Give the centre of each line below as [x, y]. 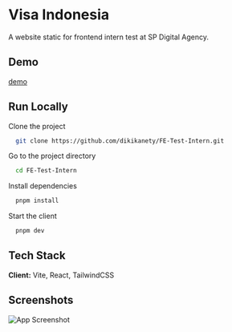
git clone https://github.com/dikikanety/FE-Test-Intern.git [120, 141]
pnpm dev [30, 231]
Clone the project [37, 126]
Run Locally [38, 107]
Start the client [33, 216]
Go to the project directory [52, 156]
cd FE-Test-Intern [47, 171]
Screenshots [41, 300]
